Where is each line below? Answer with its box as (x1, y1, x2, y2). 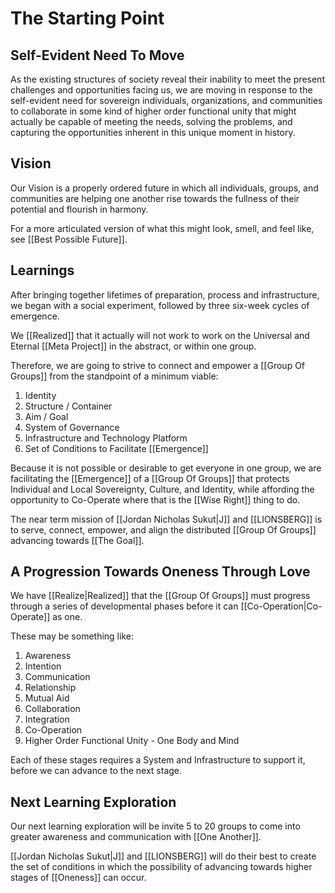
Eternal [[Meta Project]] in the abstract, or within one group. (10, 340, 257, 352)
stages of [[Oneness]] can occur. (10, 872, 147, 884)
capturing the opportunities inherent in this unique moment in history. (10, 127, 296, 138)
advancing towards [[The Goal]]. (10, 534, 145, 546)
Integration (24, 713, 70, 726)
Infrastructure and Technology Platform (24, 432, 188, 444)
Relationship (24, 682, 77, 694)
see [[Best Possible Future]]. (10, 233, 128, 245)
